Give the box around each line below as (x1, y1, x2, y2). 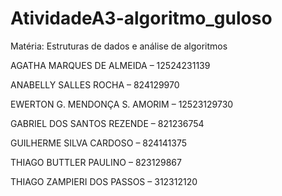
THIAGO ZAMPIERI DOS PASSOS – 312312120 (10, 175, 198, 187)
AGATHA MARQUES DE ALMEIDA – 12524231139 (10, 59, 211, 71)
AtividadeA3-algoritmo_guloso (10, 7, 273, 30)
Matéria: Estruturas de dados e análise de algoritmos (10, 40, 228, 52)
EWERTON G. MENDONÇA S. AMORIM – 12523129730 (10, 98, 234, 110)
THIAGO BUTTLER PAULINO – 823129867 (10, 156, 182, 168)
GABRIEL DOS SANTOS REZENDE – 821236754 (10, 117, 205, 129)
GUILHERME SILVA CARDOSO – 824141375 (10, 137, 188, 149)
